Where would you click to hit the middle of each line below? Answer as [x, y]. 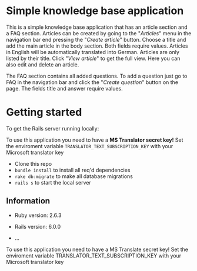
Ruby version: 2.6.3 [38, 215]
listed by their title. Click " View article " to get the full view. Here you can [93, 58]
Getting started [44, 112]
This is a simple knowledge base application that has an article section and [97, 27]
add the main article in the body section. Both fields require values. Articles [97, 46]
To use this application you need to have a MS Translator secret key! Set [95, 140]
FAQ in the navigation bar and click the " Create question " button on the [92, 82]
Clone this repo [33, 163]
